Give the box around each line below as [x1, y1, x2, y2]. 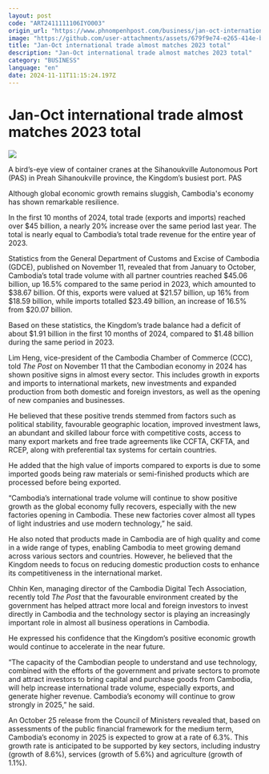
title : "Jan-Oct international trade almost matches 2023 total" [8, 42, 231, 50]
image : [8, 34, 30, 42]
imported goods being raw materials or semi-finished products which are [8, 469, 250, 478]
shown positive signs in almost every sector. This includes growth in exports [8, 369, 260, 379]
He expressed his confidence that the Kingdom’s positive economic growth [8, 633, 256, 643]
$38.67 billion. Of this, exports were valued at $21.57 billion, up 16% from [8, 288, 250, 297]
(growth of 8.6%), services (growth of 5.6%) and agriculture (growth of [8, 749, 243, 759]
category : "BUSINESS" [8, 57, 81, 65]
